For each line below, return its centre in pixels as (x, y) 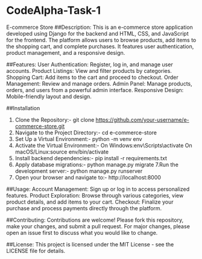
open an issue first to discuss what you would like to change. (82, 232)
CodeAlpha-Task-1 (54, 11)
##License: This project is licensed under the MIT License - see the (90, 244)
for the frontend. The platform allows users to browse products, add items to (101, 40)
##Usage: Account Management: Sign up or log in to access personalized (98, 189)
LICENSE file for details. (36, 251)
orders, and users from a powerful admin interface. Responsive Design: (95, 90)
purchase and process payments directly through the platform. (84, 208)
